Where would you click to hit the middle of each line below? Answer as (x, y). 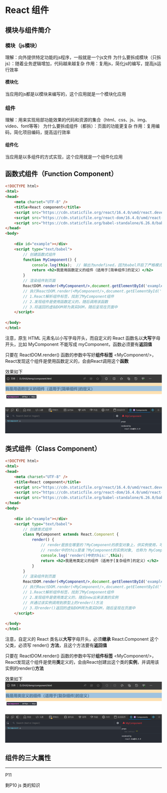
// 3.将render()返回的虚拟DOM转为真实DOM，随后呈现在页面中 (79, 608)
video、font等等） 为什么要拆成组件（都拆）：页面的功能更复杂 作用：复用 (80, 126)
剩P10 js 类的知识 (23, 785)
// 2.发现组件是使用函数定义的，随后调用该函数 (66, 301)
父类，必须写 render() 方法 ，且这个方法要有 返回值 (56, 645)
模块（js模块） (23, 45)
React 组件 (27, 10)
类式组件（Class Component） (53, 448)
